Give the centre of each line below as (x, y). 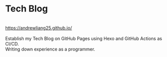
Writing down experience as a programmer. (50, 49)
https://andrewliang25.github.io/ (39, 27)
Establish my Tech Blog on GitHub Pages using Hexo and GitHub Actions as (84, 38)
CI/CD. (12, 43)
